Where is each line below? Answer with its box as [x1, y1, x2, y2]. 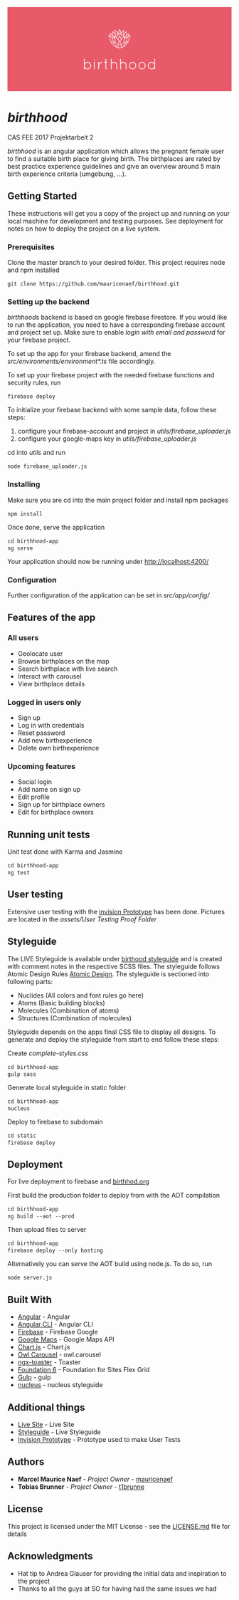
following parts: [7, 977, 53, 985]
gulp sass [7, 1070, 37, 1078]
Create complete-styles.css [7, 1049, 89, 1057]
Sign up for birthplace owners [17, 800, 105, 809]
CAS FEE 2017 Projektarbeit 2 [7, 132, 94, 142]
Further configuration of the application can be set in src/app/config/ [7, 591, 210, 600]
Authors [7, 1456, 45, 1468]
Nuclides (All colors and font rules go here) [17, 990, 144, 1000]
